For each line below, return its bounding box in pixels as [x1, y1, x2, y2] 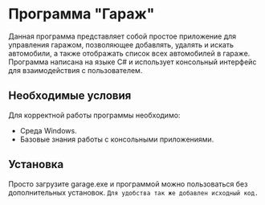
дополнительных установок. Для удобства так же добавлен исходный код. [8, 187, 259, 197]
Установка [8, 158, 64, 171]
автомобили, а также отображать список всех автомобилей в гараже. [8, 48, 251, 58]
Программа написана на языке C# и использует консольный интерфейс [8, 57, 257, 67]
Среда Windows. [19, 125, 78, 135]
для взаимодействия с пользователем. [8, 65, 143, 75]
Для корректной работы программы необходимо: [8, 110, 181, 120]
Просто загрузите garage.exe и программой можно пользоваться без [8, 178, 248, 189]
